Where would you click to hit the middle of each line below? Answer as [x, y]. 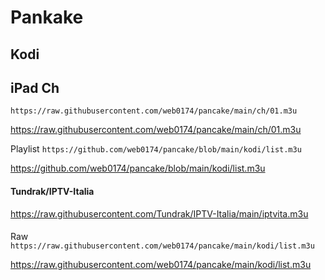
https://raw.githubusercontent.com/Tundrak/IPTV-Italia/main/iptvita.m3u [159, 213]
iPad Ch [35, 87]
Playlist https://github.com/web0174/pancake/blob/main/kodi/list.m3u [156, 149]
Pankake [47, 17]
